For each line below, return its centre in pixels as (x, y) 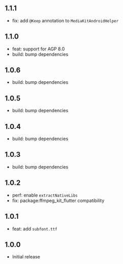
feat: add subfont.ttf (35, 228)
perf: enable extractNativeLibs (45, 195)
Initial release (26, 257)
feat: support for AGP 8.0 (38, 49)
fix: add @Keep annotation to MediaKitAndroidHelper (65, 20)
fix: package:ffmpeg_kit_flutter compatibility (58, 201)
